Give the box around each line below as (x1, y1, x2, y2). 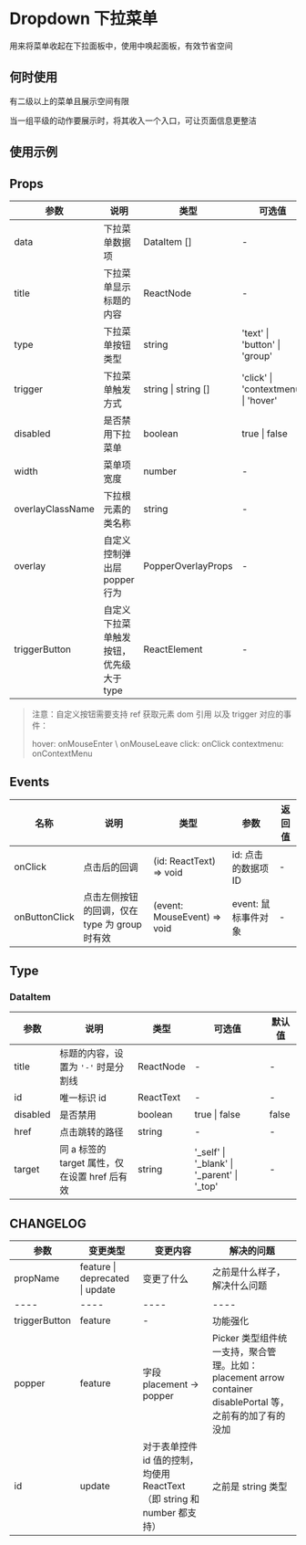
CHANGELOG (9, 1215, 87, 1231)
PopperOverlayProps (143, 559, 234, 572)
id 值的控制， (142, 1454, 199, 1466)
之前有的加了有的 (212, 1410, 286, 1423)
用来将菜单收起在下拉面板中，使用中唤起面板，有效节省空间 (9, 40, 233, 51)
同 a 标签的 (58, 1143, 107, 1156)
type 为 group (83, 918, 143, 930)
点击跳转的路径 (58, 1126, 124, 1139)
